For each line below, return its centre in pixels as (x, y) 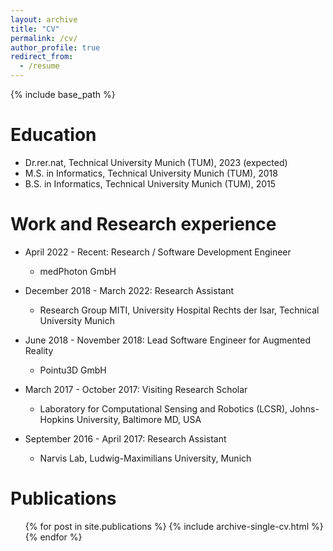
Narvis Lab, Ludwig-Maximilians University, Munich (145, 458)
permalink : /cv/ (44, 38)
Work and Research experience (143, 224)
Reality (39, 350)
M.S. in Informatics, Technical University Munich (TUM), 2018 (151, 173)
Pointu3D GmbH (73, 370)
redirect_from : (42, 57)
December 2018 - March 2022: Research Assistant (129, 290)
